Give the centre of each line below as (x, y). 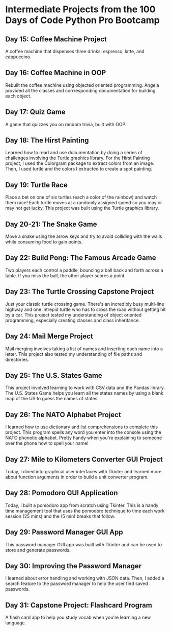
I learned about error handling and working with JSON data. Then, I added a (85, 578)
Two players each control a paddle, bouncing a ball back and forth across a (84, 270)
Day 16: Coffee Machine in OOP (56, 73)
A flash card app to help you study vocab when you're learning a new (78, 617)
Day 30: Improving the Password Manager (74, 566)
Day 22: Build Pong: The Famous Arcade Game (81, 258)
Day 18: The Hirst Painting (47, 141)
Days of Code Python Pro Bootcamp (83, 20)
